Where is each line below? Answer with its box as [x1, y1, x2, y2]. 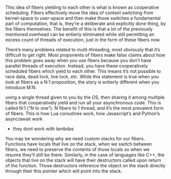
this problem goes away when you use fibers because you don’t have [5, 57, 152, 63]
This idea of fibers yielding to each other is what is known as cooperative [5, 5, 159, 10]
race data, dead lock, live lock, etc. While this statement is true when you [5, 74, 159, 79]
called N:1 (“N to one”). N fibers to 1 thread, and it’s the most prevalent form [5, 105, 164, 111]
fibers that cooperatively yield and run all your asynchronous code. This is [5, 100, 161, 106]
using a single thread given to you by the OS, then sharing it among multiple [5, 94, 165, 100]
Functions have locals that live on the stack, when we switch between [5, 141, 152, 147]
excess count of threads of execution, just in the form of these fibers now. [5, 37, 161, 43]
